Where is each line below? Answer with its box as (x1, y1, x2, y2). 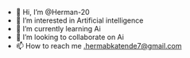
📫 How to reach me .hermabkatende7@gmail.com (15, 42, 182, 50)
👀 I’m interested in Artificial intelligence (15, 16, 144, 25)
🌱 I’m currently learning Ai (15, 24, 101, 33)
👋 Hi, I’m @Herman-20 (15, 8, 90, 16)
